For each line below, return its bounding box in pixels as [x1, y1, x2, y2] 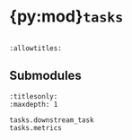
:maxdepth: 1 [9, 100, 58, 109]
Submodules [9, 68, 83, 83]
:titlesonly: [9, 92, 58, 101]
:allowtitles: [9, 43, 63, 53]
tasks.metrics [9, 123, 63, 132]
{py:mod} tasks [9, 6, 124, 27]
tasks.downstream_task [9, 115, 94, 125]
